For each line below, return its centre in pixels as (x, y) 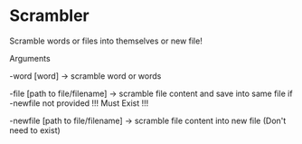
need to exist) (35, 130)
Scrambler (49, 16)
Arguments (30, 58)
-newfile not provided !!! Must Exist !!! (79, 103)
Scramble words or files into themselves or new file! (106, 41)
